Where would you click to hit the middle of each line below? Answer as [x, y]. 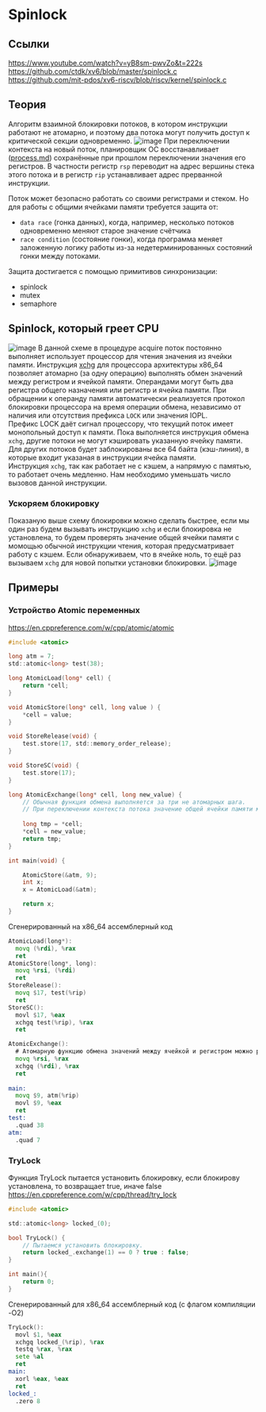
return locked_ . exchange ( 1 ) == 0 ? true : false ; [106, 1252]
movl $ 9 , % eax [38, 1103]
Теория [27, 105]
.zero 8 [28, 1401]
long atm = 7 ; [32, 657]
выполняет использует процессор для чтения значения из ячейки [120, 356]
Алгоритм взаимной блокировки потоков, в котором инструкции [118, 124]
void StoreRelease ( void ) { [53, 736]
